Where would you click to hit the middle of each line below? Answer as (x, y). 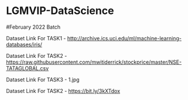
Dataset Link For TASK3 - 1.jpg (43, 80)
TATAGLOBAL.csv (28, 68)
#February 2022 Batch (33, 27)
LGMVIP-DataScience (60, 11)
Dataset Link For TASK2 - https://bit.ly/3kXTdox (63, 91)
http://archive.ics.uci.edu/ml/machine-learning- (124, 38)
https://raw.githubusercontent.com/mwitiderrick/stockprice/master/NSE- (94, 62)
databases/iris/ (24, 44)
